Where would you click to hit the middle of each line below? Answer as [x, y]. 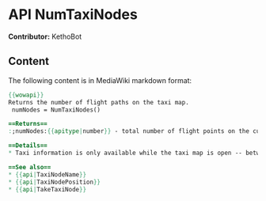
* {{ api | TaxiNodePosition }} [55, 182]
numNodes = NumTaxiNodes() [56, 110]
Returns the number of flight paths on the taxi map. [99, 102]
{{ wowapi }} [26, 95]
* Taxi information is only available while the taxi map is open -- [125, 153]
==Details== [28, 146]
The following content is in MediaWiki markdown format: [100, 80]
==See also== [30, 167]
